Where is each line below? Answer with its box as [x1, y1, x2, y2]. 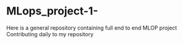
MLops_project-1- [6, 4, 98, 18]
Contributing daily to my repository [6, 30, 94, 37]
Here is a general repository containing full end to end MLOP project [6, 24, 178, 31]
